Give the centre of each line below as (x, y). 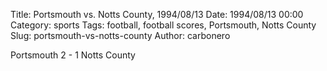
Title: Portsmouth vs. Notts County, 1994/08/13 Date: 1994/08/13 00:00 (157, 14)
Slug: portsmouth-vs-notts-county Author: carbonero (120, 35)
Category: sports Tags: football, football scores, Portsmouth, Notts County (163, 25)
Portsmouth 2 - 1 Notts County (73, 55)
